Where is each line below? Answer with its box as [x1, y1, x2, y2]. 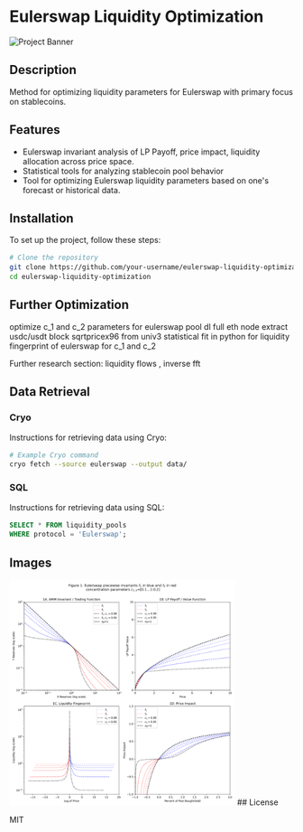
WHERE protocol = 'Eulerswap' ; [9, 530, 127, 539]
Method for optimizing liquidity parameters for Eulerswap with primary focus [9, 86, 293, 97]
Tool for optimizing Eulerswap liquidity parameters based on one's [22, 174, 269, 186]
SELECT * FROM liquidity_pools [9, 520, 127, 529]
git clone [9, 263, 47, 272]
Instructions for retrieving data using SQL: [9, 501, 165, 512]
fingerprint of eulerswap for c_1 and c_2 [9, 341, 156, 351]
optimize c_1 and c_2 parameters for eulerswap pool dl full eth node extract [9, 321, 289, 332]
